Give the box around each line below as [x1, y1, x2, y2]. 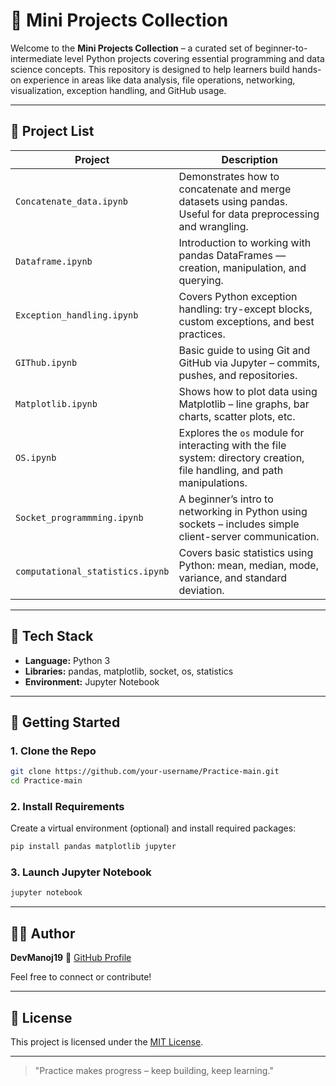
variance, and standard [178, 570, 288, 584]
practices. [178, 327, 226, 341]
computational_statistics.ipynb [15, 565, 170, 577]
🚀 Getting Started [10, 714, 121, 731]
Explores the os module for [178, 425, 305, 439]
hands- [291, 63, 322, 75]
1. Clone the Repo [10, 744, 97, 758]
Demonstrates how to [178, 169, 280, 183]
